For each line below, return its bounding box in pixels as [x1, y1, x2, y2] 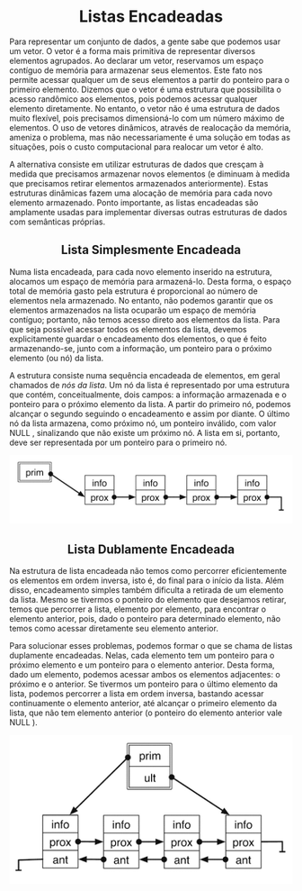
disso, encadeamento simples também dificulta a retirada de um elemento [9, 585, 284, 596]
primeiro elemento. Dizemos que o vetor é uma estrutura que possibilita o [9, 84, 281, 95]
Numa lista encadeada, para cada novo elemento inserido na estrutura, [9, 266, 272, 277]
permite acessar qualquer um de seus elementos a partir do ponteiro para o [9, 74, 290, 85]
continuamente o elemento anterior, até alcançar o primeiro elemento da [9, 698, 277, 709]
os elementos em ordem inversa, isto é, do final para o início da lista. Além [9, 575, 285, 586]
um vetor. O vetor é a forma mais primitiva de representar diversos [9, 45, 256, 56]
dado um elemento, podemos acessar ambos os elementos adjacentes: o [9, 669, 280, 680]
